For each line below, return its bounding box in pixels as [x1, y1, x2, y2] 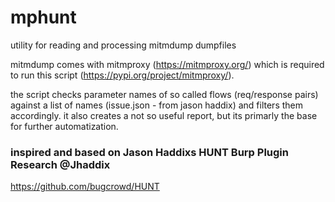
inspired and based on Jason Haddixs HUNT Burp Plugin [10, 145, 289, 159]
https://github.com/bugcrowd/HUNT [10, 181, 160, 193]
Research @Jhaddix [10, 157, 111, 171]
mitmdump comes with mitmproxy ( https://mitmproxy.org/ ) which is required [10, 58, 325, 70]
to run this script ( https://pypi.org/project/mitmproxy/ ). [10, 69, 235, 81]
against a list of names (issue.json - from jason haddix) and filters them [10, 99, 303, 111]
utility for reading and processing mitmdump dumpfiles [10, 39, 237, 51]
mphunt [10, 6, 77, 29]
